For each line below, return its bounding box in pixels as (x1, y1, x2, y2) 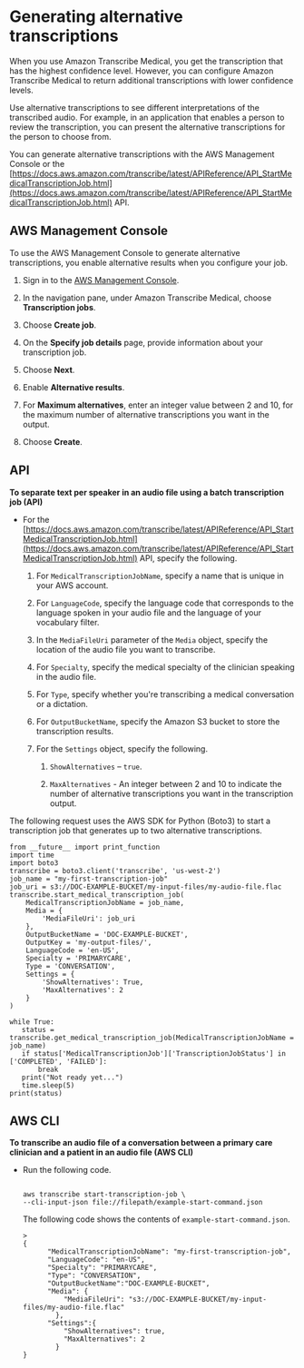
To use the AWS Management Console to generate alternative (9, 247, 240, 258)
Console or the (9, 158, 65, 169)
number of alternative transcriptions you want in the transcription (49, 788, 293, 799)
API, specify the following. (139, 552, 238, 564)
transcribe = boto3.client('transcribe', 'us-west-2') (9, 866, 221, 875)
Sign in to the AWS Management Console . (22, 274, 180, 285)
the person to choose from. (9, 131, 112, 142)
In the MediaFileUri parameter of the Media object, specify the (35, 634, 269, 645)
